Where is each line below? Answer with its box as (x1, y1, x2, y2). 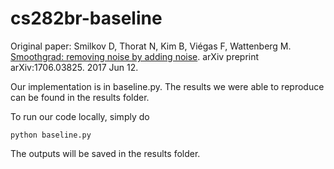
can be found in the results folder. (10, 91, 150, 103)
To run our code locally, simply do (10, 110, 150, 122)
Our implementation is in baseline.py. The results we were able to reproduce (10, 80, 325, 92)
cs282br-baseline (10, 7, 163, 30)
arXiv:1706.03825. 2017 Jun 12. (10, 61, 139, 73)
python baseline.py (10, 130, 92, 140)
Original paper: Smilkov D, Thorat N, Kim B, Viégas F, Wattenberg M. (10, 40, 292, 52)
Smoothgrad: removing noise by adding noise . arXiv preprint (10, 50, 260, 62)
